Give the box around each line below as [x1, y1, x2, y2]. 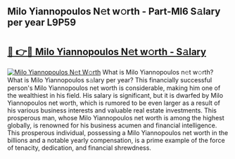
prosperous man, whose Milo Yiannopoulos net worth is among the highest [7, 114, 225, 122]
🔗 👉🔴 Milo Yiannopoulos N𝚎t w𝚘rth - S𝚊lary [7, 46, 206, 58]
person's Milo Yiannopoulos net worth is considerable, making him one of [7, 84, 221, 92]
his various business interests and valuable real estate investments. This [7, 106, 217, 115]
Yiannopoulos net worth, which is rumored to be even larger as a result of [7, 98, 220, 107]
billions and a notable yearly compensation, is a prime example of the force [7, 136, 225, 144]
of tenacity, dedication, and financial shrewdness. [7, 144, 151, 152]
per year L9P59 [7, 17, 76, 29]
